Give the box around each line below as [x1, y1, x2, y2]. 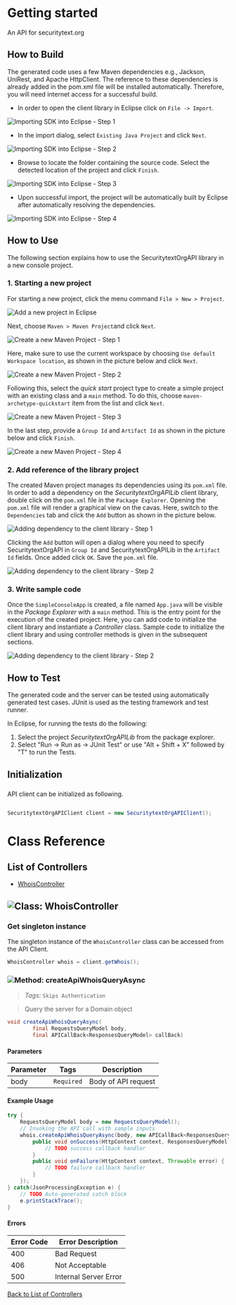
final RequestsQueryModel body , [32, 1025, 128, 1032]
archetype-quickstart [7, 400, 71, 407]
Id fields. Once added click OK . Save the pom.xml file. [7, 553, 159, 562]
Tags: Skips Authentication [24, 991, 106, 1000]
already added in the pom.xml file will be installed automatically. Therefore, [7, 82, 225, 91]
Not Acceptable [55, 1260, 107, 1270]
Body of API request [88, 1077, 156, 1086]
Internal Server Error [55, 1271, 122, 1281]
